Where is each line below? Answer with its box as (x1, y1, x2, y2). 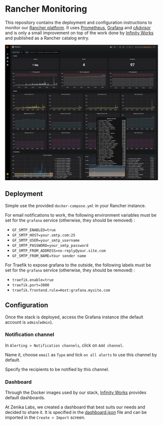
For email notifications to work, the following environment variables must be (5, 212, 157, 218)
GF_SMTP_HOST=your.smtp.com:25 (12, 233, 76, 238)
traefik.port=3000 (12, 282, 49, 288)
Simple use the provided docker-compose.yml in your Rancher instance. (5, 203, 147, 208)
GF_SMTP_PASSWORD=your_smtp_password (12, 243, 89, 248)
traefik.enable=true (12, 277, 54, 282)
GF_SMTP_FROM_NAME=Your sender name (12, 253, 86, 259)
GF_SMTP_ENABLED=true (12, 227, 56, 232)
